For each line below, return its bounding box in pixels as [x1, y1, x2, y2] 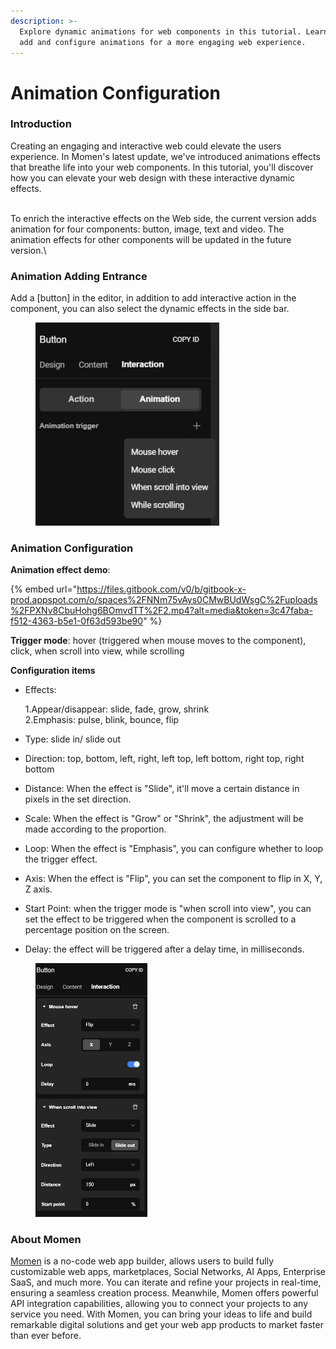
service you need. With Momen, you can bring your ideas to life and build [10, 1308, 313, 1320]
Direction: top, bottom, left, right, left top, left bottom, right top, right [24, 753, 305, 765]
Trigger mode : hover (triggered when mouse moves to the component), [10, 635, 307, 647]
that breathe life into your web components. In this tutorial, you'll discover [10, 161, 314, 173]
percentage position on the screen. [24, 924, 170, 936]
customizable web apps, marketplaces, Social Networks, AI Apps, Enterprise [10, 1265, 326, 1277]
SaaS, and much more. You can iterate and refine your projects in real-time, [10, 1276, 322, 1288]
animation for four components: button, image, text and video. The [10, 223, 285, 235]
